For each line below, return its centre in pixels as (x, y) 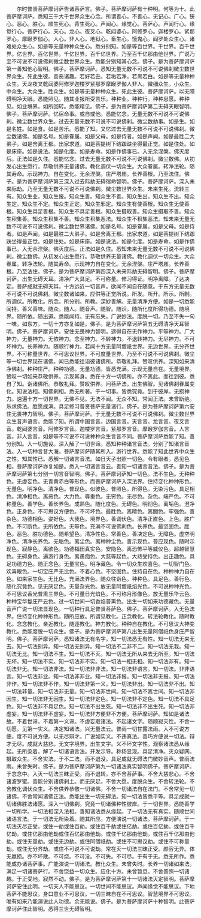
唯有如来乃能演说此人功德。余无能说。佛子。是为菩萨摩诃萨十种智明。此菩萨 (100, 901)
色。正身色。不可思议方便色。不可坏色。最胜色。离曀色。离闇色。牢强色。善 (100, 511)
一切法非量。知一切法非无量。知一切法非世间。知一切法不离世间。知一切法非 (100, 691)
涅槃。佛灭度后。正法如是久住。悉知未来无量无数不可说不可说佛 (116, 249)
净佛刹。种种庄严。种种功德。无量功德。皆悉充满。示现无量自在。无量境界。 (100, 369)
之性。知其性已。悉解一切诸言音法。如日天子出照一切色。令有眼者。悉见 (95, 459)
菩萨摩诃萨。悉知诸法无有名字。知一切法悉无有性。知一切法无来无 (113, 639)
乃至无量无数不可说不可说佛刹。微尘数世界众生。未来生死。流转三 (108, 189)
